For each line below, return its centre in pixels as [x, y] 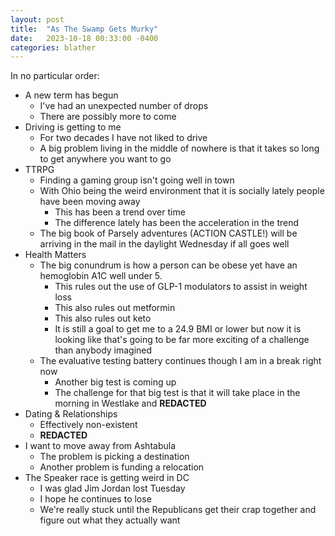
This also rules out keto [103, 318]
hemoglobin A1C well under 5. [101, 276]
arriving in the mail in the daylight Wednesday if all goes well [164, 244]
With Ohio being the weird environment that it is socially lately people [182, 191]
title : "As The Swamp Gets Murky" [84, 29]
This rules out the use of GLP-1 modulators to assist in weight [181, 287]
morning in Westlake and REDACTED [130, 403]
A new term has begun [71, 95]
